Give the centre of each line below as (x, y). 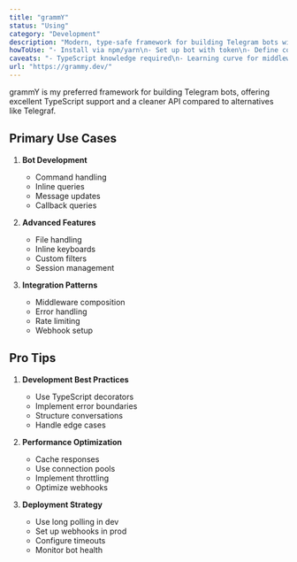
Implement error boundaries (86, 406)
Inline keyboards (65, 249)
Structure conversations (79, 415)
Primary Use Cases (63, 139)
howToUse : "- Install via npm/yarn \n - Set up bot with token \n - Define (144, 50)
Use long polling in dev (77, 521)
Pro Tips (33, 358)
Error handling (61, 312)
